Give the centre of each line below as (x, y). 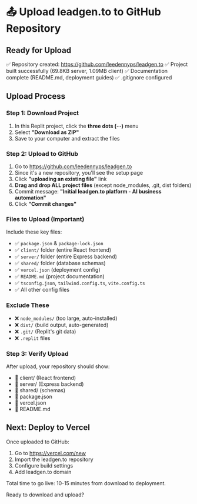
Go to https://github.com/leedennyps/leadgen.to (73, 166)
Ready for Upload (39, 50)
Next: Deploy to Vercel (48, 428)
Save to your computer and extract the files (67, 138)
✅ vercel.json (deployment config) (58, 270)
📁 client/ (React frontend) (45, 378)
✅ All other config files (42, 290)
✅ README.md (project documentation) (59, 276)
